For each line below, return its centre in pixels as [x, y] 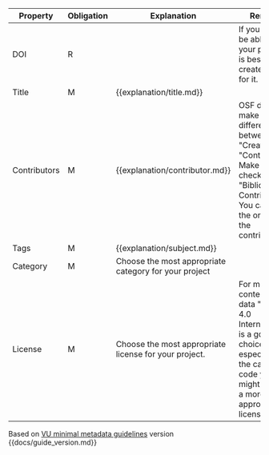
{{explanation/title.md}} [159, 92]
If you [249, 29]
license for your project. [161, 354]
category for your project [163, 271]
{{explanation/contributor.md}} [173, 170]
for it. [249, 79]
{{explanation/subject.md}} [166, 248]
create [251, 69]
